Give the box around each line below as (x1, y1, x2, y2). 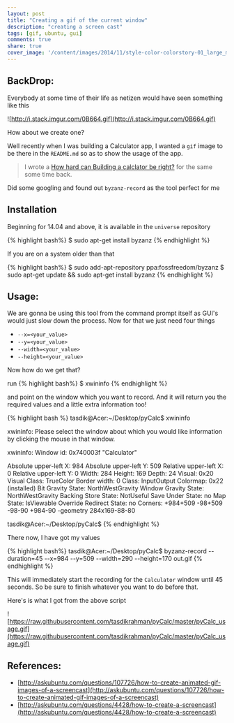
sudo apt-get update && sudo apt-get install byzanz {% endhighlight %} (7, 270, 214, 279)
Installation (7, 204, 57, 216)
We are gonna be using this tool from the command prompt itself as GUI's (7, 309, 219, 318)
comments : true (7, 36, 52, 43)
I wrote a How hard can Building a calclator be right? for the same (24, 162, 213, 171)
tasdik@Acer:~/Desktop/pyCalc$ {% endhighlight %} (7, 520, 160, 528)
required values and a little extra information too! (7, 400, 147, 409)
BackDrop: (7, 75, 54, 87)
